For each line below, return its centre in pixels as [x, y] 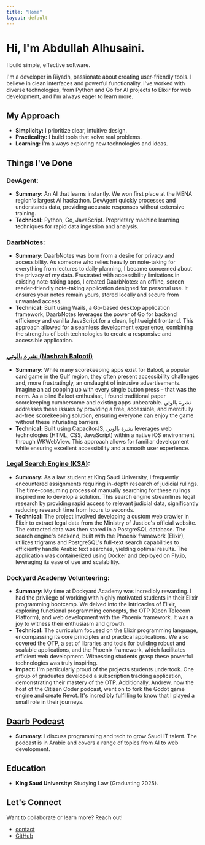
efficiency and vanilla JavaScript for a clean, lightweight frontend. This [105, 321]
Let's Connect [34, 802]
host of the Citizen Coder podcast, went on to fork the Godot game [100, 689]
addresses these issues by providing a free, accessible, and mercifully [104, 409]
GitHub [24, 836]
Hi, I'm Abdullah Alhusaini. [75, 48]
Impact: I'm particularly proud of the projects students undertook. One [105, 669]
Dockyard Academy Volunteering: [58, 577]
